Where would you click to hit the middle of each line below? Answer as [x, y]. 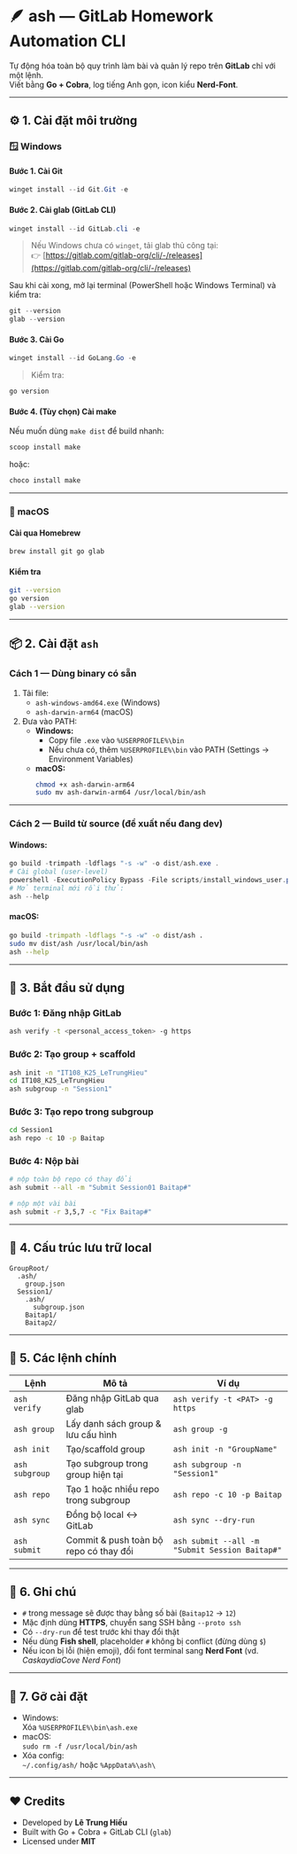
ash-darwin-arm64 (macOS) [84, 712]
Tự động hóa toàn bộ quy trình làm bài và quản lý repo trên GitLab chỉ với [142, 66]
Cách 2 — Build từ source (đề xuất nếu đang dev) [116, 824]
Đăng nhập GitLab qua [112, 1398]
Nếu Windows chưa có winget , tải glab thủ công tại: [125, 246]
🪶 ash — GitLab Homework [111, 16]
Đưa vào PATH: [49, 721]
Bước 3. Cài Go [37, 339]
